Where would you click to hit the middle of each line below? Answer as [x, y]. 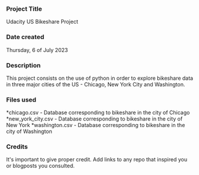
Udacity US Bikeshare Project [42, 22]
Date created [25, 37]
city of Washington [29, 131]
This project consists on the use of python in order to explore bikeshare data [100, 78]
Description [23, 65]
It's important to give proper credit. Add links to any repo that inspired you [97, 160]
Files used [21, 99]
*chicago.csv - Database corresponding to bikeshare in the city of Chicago [98, 113]
